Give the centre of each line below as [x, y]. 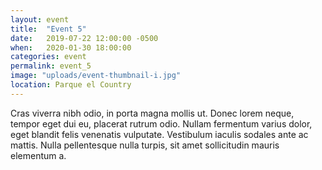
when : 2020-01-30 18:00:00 [71, 47]
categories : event [48, 57]
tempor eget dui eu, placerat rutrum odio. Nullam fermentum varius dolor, [161, 123]
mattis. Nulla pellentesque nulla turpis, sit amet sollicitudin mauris [145, 145]
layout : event [40, 19]
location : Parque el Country [71, 85]
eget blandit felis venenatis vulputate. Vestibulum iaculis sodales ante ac [159, 134]
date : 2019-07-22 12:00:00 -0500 [84, 38]
